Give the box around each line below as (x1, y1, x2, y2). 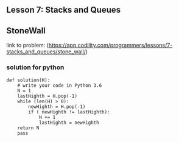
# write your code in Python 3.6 (17, 82, 102, 89)
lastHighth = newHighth (38, 120, 99, 126)
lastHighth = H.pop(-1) (17, 93, 78, 99)
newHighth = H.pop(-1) (28, 103, 86, 110)
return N (17, 124, 40, 131)
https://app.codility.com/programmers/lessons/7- (48, 42, 173, 49)
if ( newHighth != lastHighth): (28, 109, 111, 115)
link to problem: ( (6, 42, 49, 49)
